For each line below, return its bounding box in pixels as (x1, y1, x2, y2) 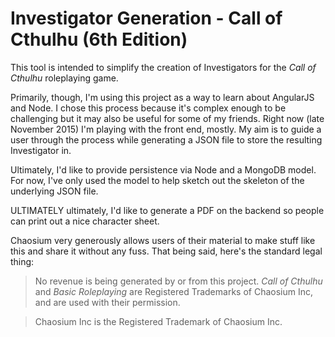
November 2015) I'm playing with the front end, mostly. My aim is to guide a (10, 123, 322, 135)
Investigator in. (10, 144, 72, 156)
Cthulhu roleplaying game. (10, 72, 119, 84)
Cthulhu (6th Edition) (10, 28, 188, 51)
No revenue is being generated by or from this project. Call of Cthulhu (34, 275, 323, 287)
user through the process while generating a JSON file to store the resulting (10, 133, 323, 146)
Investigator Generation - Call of (10, 7, 283, 30)
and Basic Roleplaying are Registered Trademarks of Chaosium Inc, (34, 285, 313, 297)
